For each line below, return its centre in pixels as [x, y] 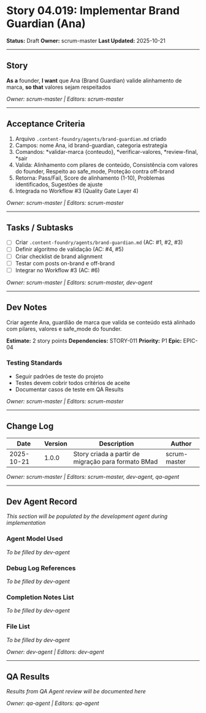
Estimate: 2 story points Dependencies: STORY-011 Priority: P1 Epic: [94, 340]
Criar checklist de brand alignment [59, 256]
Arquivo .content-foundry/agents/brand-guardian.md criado [91, 139]
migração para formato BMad [116, 462]
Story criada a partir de [106, 454]
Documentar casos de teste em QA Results [69, 389]
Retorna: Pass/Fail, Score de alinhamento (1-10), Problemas [90, 178]
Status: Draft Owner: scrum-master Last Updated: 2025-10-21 [86, 40]
